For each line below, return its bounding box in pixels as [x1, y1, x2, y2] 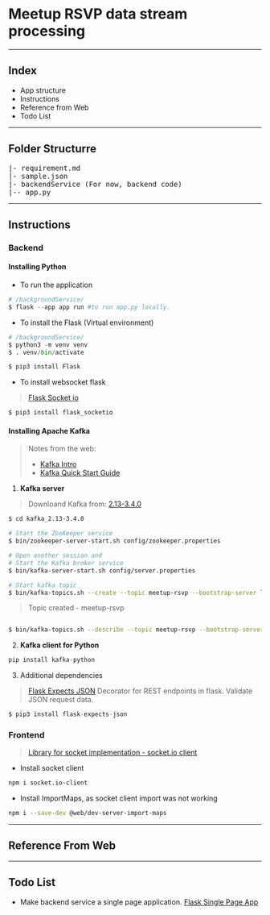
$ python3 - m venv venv [8, 340, 88, 349]
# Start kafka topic [8, 581, 78, 589]
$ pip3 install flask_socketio [8, 409, 113, 417]
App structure [19, 85, 67, 95]
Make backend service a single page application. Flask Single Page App [19, 896, 259, 907]
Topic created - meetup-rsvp [27, 603, 125, 613]
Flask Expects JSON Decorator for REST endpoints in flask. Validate [27, 686, 253, 696]
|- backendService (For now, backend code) [8, 179, 182, 189]
